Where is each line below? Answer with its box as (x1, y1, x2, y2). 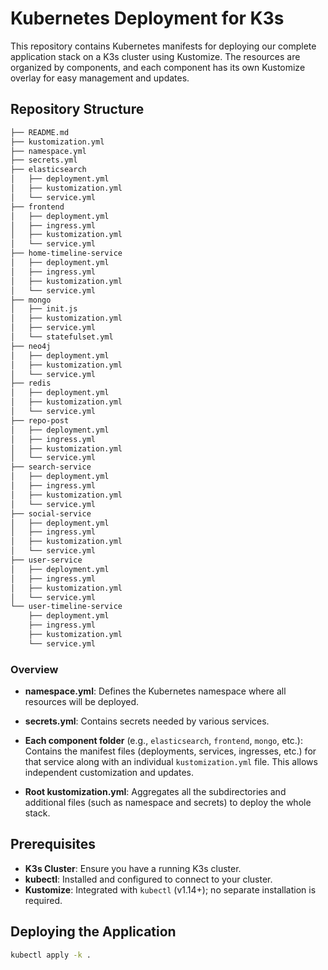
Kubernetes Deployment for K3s (10, 7, 285, 30)
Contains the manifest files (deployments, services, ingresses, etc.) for (24, 745, 317, 757)
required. (24, 894, 63, 906)
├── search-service (10, 462, 92, 472)
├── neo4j (10, 341, 52, 351)
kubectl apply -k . (10, 950, 92, 960)
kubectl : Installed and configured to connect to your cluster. (24, 873, 273, 885)
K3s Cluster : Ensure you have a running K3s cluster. (24, 862, 242, 874)
